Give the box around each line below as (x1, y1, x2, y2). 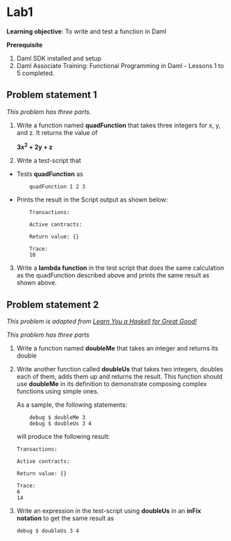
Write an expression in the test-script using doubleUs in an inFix (16, 507, 202, 515)
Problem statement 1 (6, 89, 98, 101)
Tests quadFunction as (16, 170, 84, 178)
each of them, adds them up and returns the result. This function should (16, 373, 223, 381)
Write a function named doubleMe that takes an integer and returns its (16, 344, 219, 353)
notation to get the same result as (16, 514, 114, 522)
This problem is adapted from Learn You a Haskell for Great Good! (6, 317, 197, 325)
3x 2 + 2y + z (16, 142, 53, 152)
